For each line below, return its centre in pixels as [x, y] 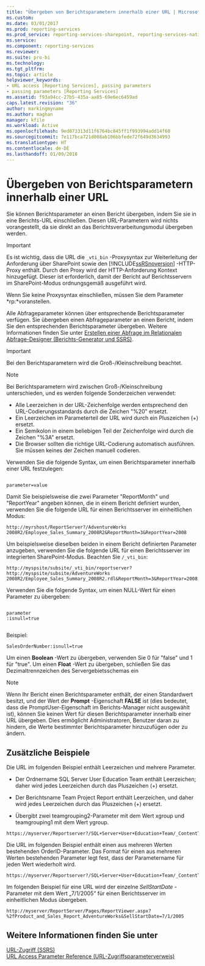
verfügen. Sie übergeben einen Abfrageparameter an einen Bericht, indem [100, 320]
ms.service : [21, 40]
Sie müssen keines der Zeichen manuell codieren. [78, 450]
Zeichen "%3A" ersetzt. [45, 437]
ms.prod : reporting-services [43, 29]
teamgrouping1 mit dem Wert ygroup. [62, 822]
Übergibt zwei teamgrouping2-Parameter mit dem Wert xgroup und [100, 816]
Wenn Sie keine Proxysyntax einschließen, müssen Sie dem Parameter [95, 295]
